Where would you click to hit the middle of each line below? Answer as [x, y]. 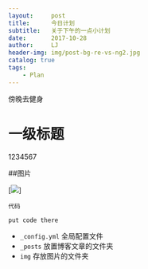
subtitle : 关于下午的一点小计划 [59, 30]
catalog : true [32, 61]
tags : [17, 68]
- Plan [33, 75]
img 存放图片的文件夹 [54, 255]
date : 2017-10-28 [48, 38]
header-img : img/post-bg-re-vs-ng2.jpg [74, 53]
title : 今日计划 [42, 23]
